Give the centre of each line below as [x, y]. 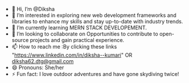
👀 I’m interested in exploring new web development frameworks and [94, 15]
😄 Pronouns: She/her [38, 68]
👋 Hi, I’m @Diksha [33, 9]
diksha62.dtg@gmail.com [43, 61]
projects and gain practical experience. [77, 40]
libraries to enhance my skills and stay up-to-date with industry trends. [97, 21]
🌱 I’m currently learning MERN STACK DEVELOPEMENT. [79, 27]
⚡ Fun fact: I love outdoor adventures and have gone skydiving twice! [95, 74]
